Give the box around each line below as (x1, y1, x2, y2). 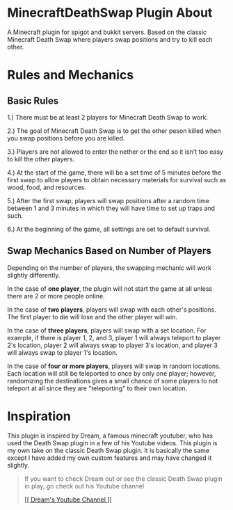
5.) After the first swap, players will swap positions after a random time (7, 196, 210, 205)
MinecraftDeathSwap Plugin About (7, 5, 213, 21)
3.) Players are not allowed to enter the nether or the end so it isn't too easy (7, 148, 224, 156)
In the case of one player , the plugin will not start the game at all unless (7, 284, 213, 293)
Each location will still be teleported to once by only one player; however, (7, 369, 216, 377)
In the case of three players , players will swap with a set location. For (7, 326, 207, 335)
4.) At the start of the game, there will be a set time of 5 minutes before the (7, 168, 222, 177)
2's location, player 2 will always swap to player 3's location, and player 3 (7, 341, 218, 349)
